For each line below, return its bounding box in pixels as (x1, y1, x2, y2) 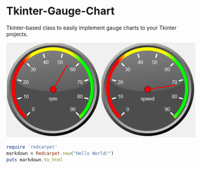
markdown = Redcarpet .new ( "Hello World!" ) (6, 150, 114, 156)
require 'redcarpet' (6, 144, 58, 150)
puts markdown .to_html (6, 156, 63, 163)
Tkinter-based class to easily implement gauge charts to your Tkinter (6, 24, 177, 31)
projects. (6, 30, 28, 37)
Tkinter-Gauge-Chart (6, 4, 115, 18)
